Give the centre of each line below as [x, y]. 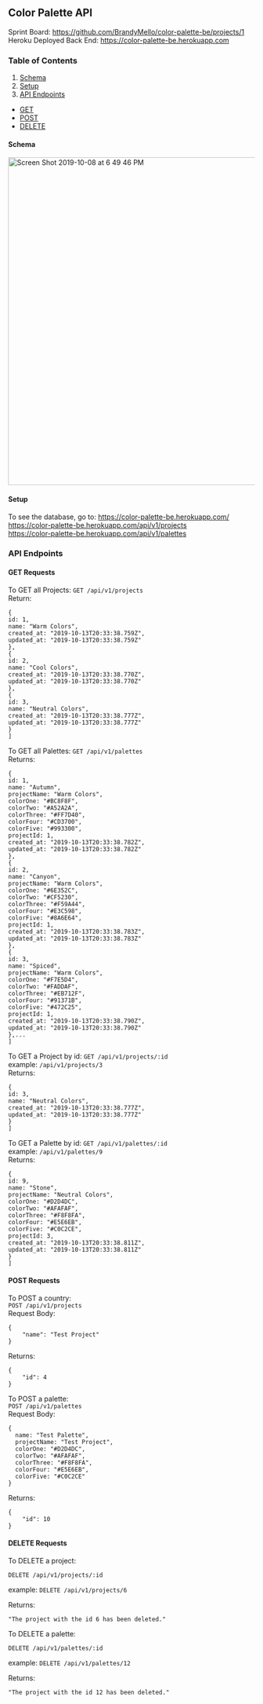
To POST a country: [40, 1298]
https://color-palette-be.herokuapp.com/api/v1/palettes [97, 533]
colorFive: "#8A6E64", [45, 918]
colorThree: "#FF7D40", [47, 815]
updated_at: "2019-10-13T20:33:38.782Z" [75, 849]
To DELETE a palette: [42, 1634]
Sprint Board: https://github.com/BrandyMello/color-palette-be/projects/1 [126, 31]
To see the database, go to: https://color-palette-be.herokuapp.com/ [119, 517]
